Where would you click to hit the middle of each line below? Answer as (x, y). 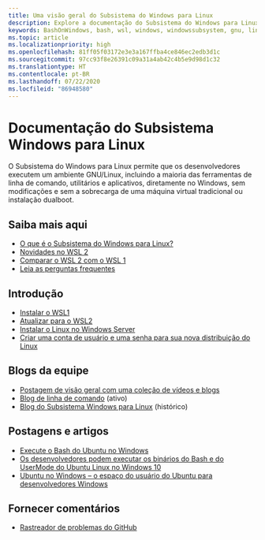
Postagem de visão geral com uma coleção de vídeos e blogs (119, 389)
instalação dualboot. (41, 200)
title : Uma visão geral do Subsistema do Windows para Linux (111, 15)
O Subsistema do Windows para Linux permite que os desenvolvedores (124, 166)
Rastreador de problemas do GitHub (78, 527)
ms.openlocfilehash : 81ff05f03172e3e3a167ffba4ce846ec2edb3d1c (114, 52)
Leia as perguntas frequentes (67, 269)
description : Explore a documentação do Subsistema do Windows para (123, 23)
